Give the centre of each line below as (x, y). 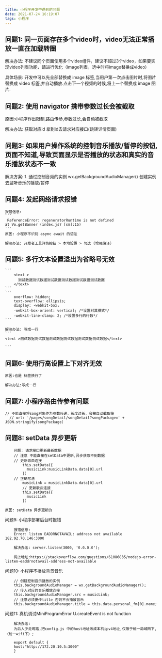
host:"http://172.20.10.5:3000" (46, 647)
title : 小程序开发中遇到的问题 (32, 9)
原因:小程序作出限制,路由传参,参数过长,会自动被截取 (57, 119)
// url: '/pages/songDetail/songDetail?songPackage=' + (67, 418)
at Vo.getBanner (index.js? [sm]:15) (43, 224)
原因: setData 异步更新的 (29, 510)
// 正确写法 (24, 478)
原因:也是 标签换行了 (24, 376)
